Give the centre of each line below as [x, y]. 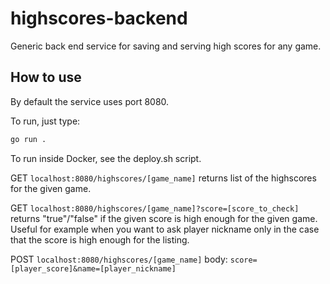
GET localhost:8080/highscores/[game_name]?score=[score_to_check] [155, 208]
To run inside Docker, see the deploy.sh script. [106, 158]
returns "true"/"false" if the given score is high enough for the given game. [164, 218]
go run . [28, 139]
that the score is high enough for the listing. [100, 239]
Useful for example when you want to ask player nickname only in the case [165, 229]
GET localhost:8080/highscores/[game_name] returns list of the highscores [163, 178]
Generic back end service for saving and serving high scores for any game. [166, 46]
